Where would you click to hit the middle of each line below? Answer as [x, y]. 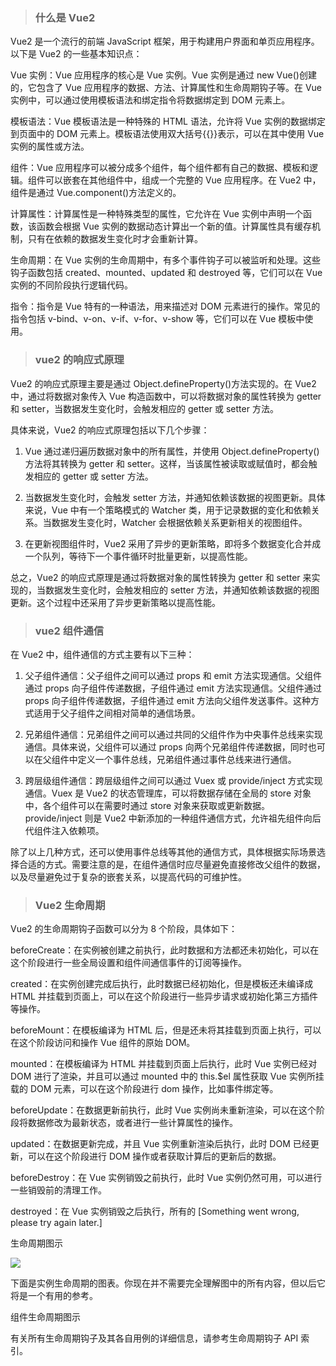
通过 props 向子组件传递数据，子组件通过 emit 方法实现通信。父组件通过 [173, 688]
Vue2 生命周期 [70, 905]
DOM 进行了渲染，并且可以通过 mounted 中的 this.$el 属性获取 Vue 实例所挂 [167, 1076]
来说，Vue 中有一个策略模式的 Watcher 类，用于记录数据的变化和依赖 [168, 510]
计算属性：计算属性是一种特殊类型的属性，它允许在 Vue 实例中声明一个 [156, 214]
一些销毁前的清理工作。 [58, 1190]
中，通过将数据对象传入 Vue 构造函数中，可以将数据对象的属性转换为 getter [166, 396]
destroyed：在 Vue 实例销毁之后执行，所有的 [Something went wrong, [155, 1211]
